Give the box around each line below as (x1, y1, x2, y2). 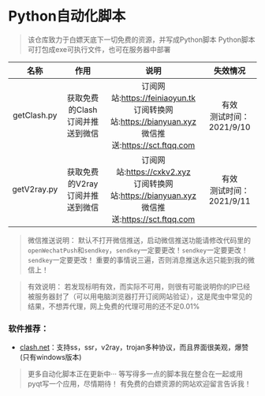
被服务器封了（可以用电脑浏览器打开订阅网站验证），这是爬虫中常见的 (27, 291, 252, 301)
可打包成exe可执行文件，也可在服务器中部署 (27, 44, 171, 54)
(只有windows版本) (19, 353, 82, 362)
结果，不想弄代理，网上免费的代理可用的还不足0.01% (27, 301, 200, 311)
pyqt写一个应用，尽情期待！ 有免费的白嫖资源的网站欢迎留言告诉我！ (27, 379, 252, 389)
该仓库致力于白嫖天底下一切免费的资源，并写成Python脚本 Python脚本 (27, 35, 256, 44)
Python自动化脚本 (8, 7, 126, 25)
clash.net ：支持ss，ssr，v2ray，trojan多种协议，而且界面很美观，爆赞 (19, 342, 249, 352)
